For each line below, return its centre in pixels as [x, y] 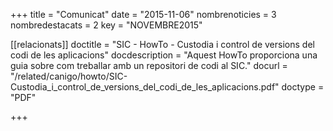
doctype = [303, 87]
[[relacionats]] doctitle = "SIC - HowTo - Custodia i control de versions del [162, 44]
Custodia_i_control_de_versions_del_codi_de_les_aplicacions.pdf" [145, 87]
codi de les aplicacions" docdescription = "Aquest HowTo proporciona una [164, 55]
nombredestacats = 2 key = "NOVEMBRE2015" [106, 25]
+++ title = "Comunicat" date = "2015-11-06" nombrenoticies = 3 [143, 14]
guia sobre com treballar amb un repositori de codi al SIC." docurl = [149, 65]
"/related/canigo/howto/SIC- [69, 76]
